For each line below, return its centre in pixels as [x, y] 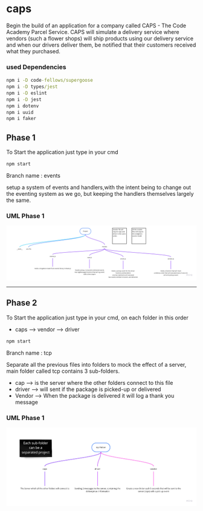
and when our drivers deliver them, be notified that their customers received [101, 45]
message [26, 402]
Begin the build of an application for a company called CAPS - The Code [96, 25]
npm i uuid [20, 112]
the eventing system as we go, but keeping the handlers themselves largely [100, 194]
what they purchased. [33, 51]
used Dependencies [36, 67]
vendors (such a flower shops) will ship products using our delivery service [100, 38]
